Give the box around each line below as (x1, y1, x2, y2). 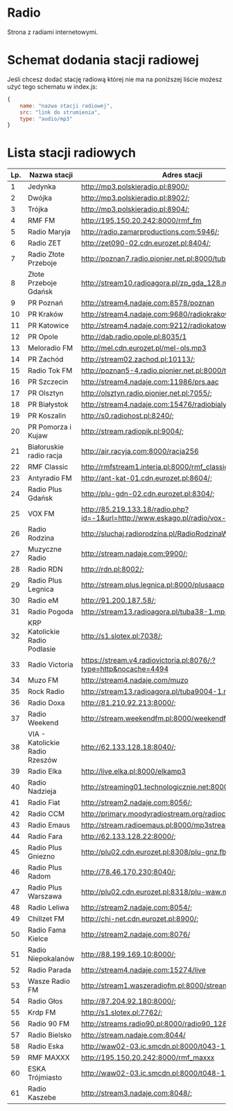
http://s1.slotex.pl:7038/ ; (80, 631, 163, 641)
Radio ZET (27, 238, 62, 248)
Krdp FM (27, 1008, 56, 1017)
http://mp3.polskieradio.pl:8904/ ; (80, 205, 190, 214)
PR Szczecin (27, 377, 69, 387)
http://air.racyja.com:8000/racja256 (80, 446, 199, 456)
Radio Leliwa (27, 903, 69, 913)
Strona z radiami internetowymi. (7, 28, 98, 36)
